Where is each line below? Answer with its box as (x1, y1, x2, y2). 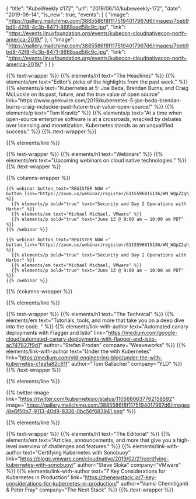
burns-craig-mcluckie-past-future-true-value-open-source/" (6, 103, 153, 110)
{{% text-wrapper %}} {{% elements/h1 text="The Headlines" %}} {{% (6, 72, 176, 79)
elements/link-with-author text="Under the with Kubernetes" (6, 348, 152, 355)
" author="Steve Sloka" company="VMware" (73, 462, 181, 468)
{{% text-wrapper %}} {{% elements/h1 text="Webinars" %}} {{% (6, 151, 163, 157)
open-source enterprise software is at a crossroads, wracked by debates (6, 116, 182, 122)
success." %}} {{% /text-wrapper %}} (6, 128, 97, 135)
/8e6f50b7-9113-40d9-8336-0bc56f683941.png (6, 408, 123, 414)
